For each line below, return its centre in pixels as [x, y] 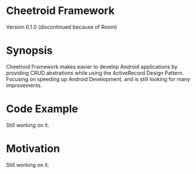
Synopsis [29, 51]
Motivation [33, 149]
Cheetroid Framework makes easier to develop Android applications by [92, 67]
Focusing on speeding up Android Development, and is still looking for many [98, 79]
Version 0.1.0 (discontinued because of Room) [62, 27]
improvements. [24, 85]
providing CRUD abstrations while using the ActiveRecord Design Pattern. [95, 73]
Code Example [42, 109]
